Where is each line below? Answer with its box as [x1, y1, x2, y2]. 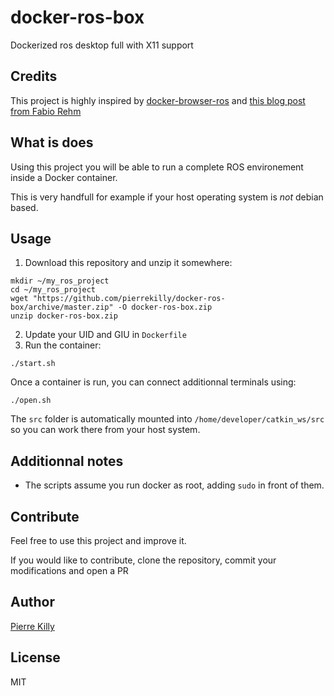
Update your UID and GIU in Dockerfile [24, 329, 187, 341]
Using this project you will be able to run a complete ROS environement [10, 161, 304, 173]
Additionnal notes [10, 452, 124, 470]
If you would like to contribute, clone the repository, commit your [10, 554, 277, 566]
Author [10, 594, 55, 611]
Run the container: [24, 339, 102, 351]
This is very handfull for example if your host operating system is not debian [10, 191, 324, 203]
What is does [10, 134, 94, 151]
